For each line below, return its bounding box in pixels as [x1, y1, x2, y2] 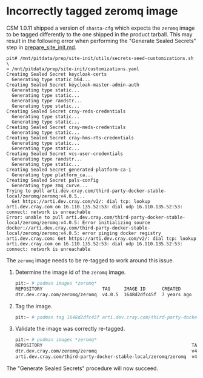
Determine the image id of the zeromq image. [15, 268, 126, 276]
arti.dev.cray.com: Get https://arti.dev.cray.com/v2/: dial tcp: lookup [6, 235, 197, 242]
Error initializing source [82, 219, 150, 225]
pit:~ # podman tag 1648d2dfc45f [15, 314, 100, 320]
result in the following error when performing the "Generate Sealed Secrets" [6, 37, 197, 44]
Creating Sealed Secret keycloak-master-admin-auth [6, 82, 139, 88]
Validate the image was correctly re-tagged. [15, 325, 125, 333]
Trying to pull [6, 188, 45, 194]
